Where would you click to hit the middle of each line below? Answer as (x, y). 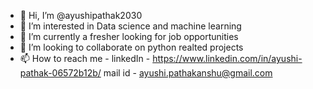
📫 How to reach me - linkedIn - (85, 58)
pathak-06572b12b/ (60, 73)
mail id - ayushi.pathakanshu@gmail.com (188, 73)
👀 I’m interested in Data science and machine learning (130, 26)
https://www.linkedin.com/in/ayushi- (227, 58)
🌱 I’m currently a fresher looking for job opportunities (129, 36)
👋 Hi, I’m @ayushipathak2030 (81, 15)
